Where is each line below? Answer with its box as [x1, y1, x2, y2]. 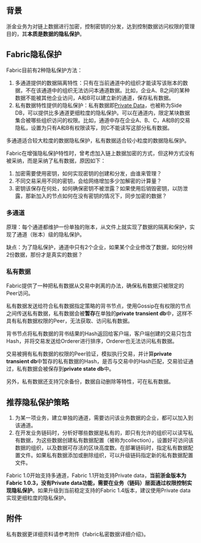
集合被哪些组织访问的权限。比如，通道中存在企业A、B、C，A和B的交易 [14, 116, 190, 124]
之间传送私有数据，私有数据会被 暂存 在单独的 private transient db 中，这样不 [6, 310, 193, 317]
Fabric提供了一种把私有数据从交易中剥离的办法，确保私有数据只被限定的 [6, 282, 184, 289]
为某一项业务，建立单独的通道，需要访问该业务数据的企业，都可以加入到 [14, 414, 193, 421]
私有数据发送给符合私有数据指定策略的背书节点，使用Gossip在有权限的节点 [6, 302, 191, 310]
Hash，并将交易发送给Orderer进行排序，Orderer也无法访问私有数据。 [6, 338, 178, 345]
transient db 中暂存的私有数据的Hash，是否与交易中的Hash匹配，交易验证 [6, 358, 188, 365]
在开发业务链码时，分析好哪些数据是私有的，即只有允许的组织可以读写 [14, 429, 188, 436]
